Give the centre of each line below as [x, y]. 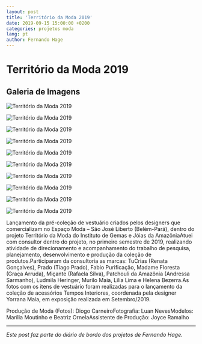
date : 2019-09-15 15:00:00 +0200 [48, 23]
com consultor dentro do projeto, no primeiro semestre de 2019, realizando [99, 242]
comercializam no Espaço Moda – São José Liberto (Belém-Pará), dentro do [100, 229]
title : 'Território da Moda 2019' [50, 17]
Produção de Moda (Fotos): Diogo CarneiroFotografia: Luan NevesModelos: [100, 311]
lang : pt [17, 34]
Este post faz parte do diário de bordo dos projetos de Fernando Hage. [95, 335]
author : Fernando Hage [35, 40]
